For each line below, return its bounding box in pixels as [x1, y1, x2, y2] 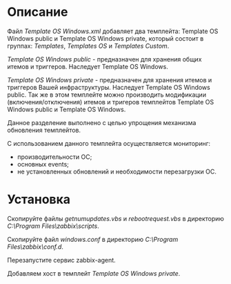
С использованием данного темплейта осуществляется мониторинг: [7, 139, 211, 147]
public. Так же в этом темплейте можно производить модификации [7, 91, 207, 99]
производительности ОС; [17, 153, 92, 161]
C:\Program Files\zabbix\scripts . [7, 222, 100, 230]
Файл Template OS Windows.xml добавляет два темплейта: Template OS [7, 27, 219, 35]
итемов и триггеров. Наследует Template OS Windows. [7, 62, 169, 70]
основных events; [17, 160, 69, 168]
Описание [7, 4, 68, 20]
